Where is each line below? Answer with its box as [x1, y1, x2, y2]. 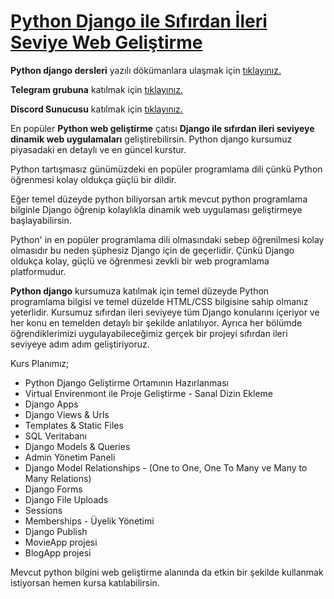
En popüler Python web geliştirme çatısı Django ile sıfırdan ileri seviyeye [10, 122, 315, 134]
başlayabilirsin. [10, 214, 72, 226]
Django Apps [24, 398, 79, 410]
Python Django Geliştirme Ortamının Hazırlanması [24, 376, 229, 389]
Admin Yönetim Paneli [24, 451, 116, 463]
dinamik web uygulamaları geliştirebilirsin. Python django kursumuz [10, 133, 293, 145]
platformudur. [10, 265, 67, 277]
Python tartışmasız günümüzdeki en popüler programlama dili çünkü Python [10, 163, 323, 175]
